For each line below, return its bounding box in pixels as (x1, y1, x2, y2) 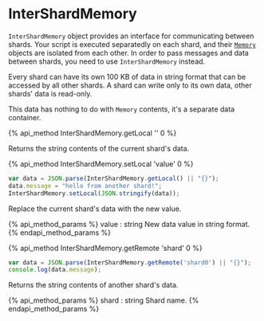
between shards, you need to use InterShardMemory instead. (8, 57, 206, 66)
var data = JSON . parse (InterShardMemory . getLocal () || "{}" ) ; (8, 174, 219, 182)
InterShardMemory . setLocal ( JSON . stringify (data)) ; (8, 189, 180, 198)
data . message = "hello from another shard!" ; (8, 182, 162, 190)
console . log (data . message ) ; (8, 266, 102, 274)
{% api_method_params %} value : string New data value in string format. (8, 219, 250, 229)
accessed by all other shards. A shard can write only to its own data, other (8, 80, 253, 90)
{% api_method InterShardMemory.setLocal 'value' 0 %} (8, 159, 194, 168)
